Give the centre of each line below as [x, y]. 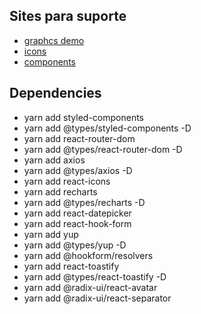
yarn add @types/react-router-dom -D [103, 149]
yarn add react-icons [67, 181]
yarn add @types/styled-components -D [107, 128]
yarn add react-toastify [71, 266]
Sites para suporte [68, 16]
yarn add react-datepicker [77, 213]
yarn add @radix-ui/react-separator [97, 298]
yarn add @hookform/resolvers [88, 255]
